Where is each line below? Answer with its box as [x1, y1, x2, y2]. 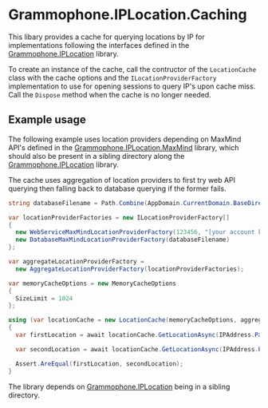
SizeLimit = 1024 [15, 294, 73, 303]
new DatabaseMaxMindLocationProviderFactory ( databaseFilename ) [15, 236, 230, 244]
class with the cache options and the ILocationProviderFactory [8, 73, 217, 82]
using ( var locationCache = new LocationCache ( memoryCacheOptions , [8, 316, 238, 324]
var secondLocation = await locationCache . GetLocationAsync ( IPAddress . [15, 345, 259, 353]
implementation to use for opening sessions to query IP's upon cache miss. [8, 81, 256, 91]
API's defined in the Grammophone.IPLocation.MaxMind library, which [8, 142, 239, 153]
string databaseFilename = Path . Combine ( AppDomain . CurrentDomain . [8, 199, 234, 207]
